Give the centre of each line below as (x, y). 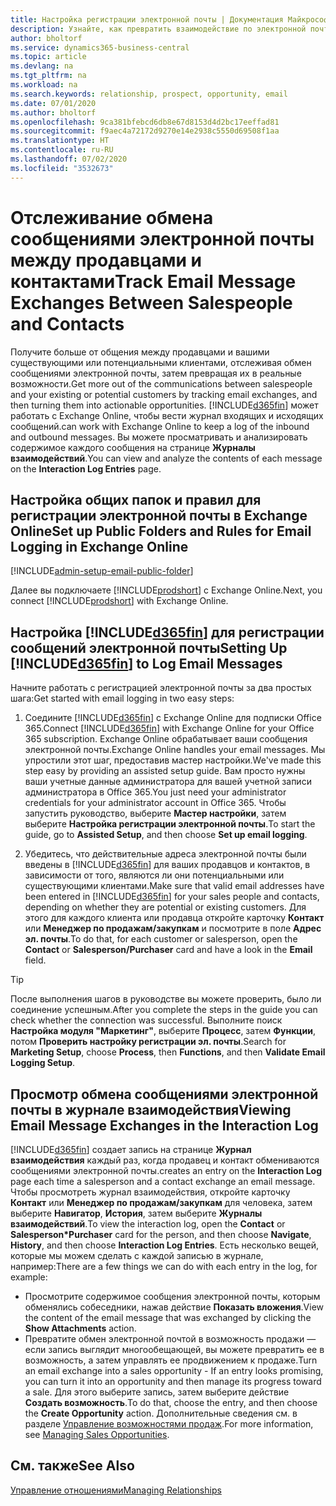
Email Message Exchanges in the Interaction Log (164, 1125)
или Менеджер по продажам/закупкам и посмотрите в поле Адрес (173, 928)
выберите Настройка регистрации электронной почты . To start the (170, 824)
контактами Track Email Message (153, 281)
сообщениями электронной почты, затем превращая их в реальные (156, 373)
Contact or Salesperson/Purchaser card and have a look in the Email (168, 950)
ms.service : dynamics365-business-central (100, 47)
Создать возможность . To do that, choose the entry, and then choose (171, 1402)
